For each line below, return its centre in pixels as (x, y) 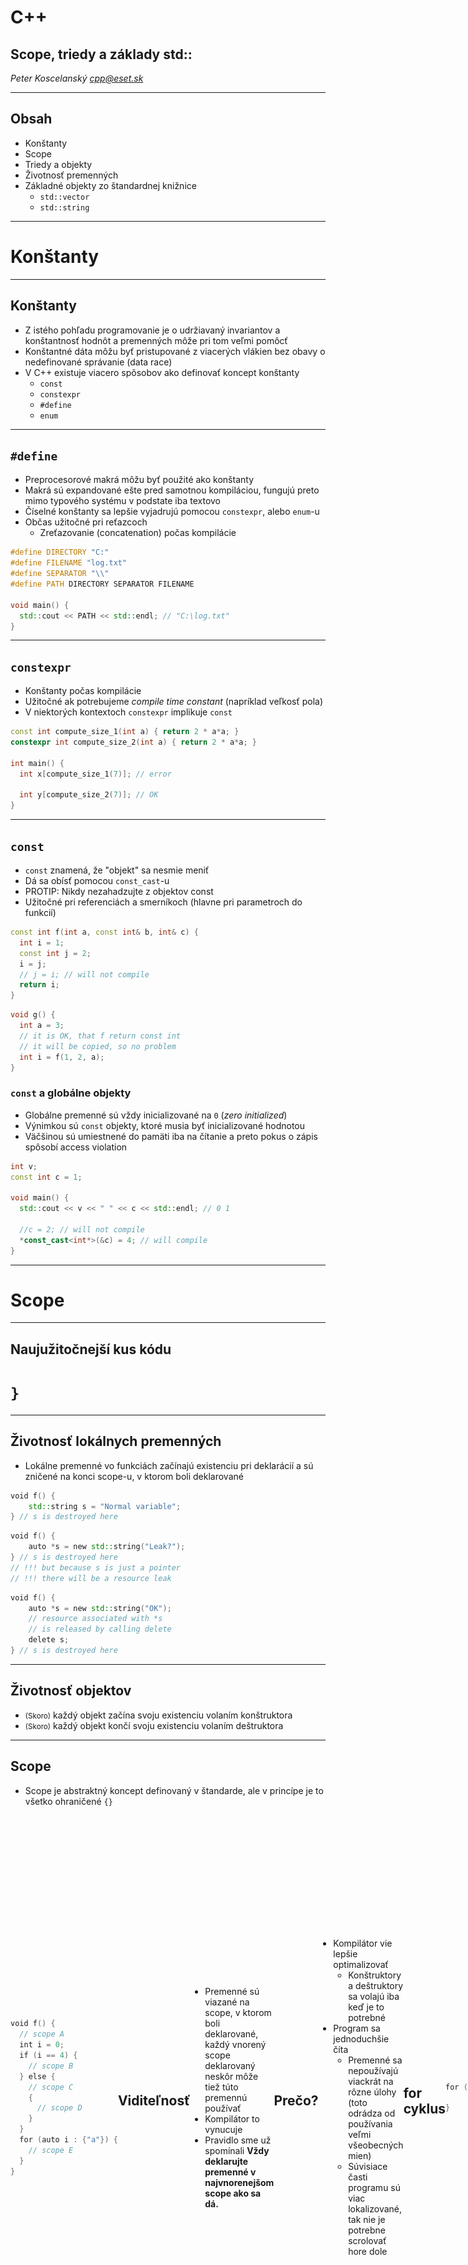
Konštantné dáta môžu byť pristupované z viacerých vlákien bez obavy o (175, 351)
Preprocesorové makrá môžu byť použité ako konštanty (139, 480)
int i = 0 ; (42, 2045)
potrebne (367, 2230)
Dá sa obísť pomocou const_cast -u (97, 880)
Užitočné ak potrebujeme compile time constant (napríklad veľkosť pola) (174, 702)
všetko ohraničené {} (68, 1801)
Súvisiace (368, 2166)
